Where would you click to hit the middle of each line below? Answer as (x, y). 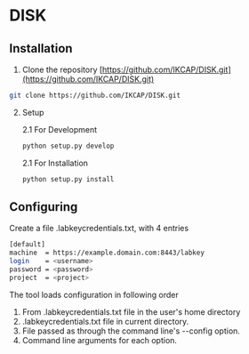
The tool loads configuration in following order (94, 294)
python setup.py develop (68, 146)
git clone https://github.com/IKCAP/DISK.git (95, 95)
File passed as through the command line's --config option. (131, 331)
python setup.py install (68, 179)
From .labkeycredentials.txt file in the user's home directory (131, 311)
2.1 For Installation (55, 163)
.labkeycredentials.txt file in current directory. (105, 321)
